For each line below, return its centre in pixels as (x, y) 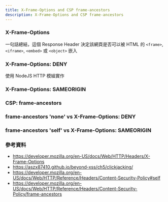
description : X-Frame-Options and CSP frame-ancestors (64, 15)
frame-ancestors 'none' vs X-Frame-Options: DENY (71, 117)
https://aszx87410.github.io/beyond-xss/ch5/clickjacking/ (73, 167)
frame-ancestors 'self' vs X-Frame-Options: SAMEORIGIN (78, 130)
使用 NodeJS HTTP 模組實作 (35, 76)
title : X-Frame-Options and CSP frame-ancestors (58, 10)
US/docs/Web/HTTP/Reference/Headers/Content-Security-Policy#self (87, 178)
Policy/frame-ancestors (37, 194)
